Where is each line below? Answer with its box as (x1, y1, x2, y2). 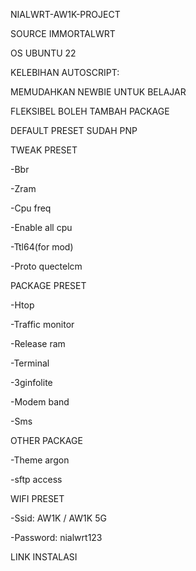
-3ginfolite (10, 377, 53, 388)
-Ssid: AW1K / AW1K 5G (10, 512, 107, 524)
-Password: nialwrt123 (10, 532, 103, 543)
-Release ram (10, 338, 66, 349)
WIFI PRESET (10, 493, 65, 504)
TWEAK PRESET (10, 144, 78, 156)
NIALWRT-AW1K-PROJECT (10, 9, 121, 20)
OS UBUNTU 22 (10, 47, 77, 59)
